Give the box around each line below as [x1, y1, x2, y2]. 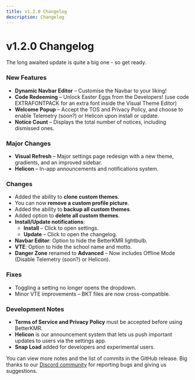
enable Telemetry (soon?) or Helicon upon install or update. [14, 112, 159, 119]
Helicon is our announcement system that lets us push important [14, 331, 173, 338]
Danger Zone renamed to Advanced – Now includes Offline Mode [14, 250, 176, 257]
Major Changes [6, 139, 51, 147]
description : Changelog [6, 14, 65, 20]
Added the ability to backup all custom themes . [14, 206, 131, 213]
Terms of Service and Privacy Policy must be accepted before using [14, 318, 183, 325]
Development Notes [6, 305, 65, 313]
